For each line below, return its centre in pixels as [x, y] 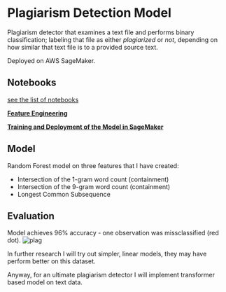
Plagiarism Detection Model [89, 13]
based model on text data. [45, 282]
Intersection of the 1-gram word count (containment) [93, 179]
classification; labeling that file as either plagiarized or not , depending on [113, 39]
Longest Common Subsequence [64, 194]
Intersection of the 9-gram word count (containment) [94, 186]
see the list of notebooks [43, 99]
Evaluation [31, 216]
